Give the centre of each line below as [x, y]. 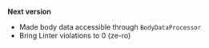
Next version [29, 12]
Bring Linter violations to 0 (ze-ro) [75, 36]
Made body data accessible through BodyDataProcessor [110, 27]
